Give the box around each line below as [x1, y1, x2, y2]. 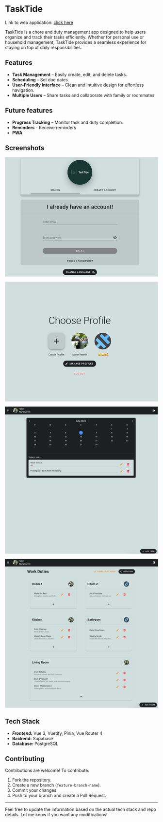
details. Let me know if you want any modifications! [5, 812, 108, 818]
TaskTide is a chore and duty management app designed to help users [5, 29, 146, 35]
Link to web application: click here [5, 19, 74, 25]
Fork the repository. [12, 777, 52, 783]
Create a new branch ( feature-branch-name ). [12, 782, 101, 788]
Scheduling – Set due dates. [12, 76, 69, 82]
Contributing [5, 755, 45, 763]
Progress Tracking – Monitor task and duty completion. [12, 119, 124, 125]
